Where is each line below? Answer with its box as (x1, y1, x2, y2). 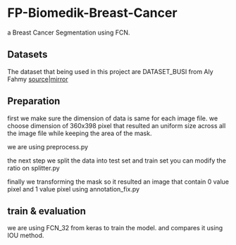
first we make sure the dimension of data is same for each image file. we (7, 114, 218, 122)
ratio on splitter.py (7, 163, 60, 172)
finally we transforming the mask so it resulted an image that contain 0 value (7, 177, 229, 186)
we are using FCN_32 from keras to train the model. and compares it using (7, 224, 223, 232)
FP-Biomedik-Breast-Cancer (7, 5, 178, 21)
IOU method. (7, 231, 44, 240)
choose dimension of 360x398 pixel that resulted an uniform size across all (7, 121, 226, 130)
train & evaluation (7, 205, 86, 217)
